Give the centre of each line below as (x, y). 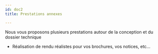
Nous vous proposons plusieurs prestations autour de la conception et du (79, 32)
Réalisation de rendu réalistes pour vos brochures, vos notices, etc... (81, 46)
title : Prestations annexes (34, 14)
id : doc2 (14, 9)
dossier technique (23, 37)
